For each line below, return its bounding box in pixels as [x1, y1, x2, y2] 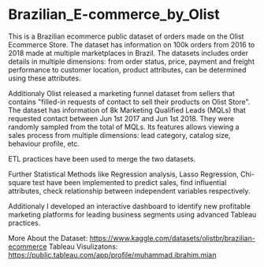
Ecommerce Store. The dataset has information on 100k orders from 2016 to [8, 39, 255, 49]
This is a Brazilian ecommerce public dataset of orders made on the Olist [8, 32, 244, 41]
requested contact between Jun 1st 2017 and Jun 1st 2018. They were [8, 113, 235, 123]
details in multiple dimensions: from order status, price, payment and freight [8, 57, 255, 66]
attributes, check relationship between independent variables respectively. [8, 186, 251, 195]
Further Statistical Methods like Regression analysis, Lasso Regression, [8, 169, 239, 179]
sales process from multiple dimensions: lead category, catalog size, [8, 130, 231, 139]
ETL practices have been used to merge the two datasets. [8, 154, 196, 163]
